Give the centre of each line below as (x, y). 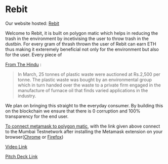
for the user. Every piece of (34, 55)
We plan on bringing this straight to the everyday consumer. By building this (84, 105)
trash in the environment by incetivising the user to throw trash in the (77, 38)
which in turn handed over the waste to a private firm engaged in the (89, 85)
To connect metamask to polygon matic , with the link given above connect (83, 126)
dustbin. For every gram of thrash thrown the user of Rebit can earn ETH (81, 44)
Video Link (16, 147)
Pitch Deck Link (22, 156)
